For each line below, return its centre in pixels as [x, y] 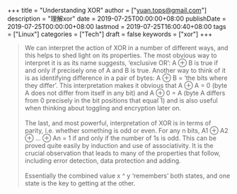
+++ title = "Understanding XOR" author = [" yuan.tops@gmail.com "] [107, 10]
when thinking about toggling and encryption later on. [103, 108]
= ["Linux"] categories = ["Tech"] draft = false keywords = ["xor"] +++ [110, 34]
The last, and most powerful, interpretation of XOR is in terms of [118, 123]
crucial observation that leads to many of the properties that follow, [122, 153]
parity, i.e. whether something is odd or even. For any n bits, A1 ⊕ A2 [126, 131]
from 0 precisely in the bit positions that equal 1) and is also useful [121, 101]
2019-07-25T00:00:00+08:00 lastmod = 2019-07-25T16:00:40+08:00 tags [117, 27]
